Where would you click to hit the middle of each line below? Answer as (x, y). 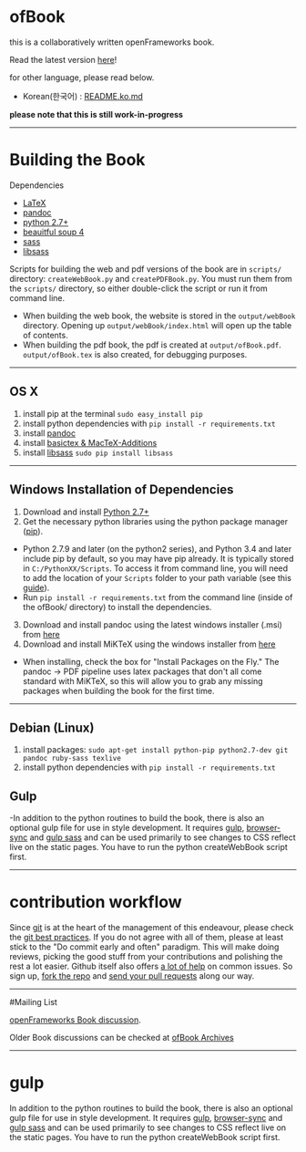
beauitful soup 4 (53, 232)
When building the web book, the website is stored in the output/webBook (159, 316)
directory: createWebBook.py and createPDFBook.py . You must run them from (151, 278)
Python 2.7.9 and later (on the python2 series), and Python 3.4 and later (157, 548)
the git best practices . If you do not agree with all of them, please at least (147, 938)
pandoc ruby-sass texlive (71, 759)
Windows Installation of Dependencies (122, 490)
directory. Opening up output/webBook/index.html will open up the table (157, 325)
